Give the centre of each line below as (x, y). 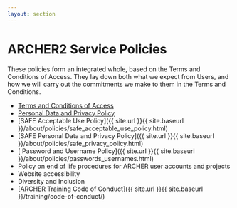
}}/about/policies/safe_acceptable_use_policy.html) (93, 128)
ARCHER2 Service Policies (87, 49)
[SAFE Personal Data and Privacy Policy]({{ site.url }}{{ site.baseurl (116, 135)
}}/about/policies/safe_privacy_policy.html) (80, 143)
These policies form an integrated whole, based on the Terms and (104, 69)
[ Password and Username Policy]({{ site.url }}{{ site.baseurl (106, 151)
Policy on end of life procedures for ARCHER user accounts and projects (124, 166)
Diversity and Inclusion (51, 181)
